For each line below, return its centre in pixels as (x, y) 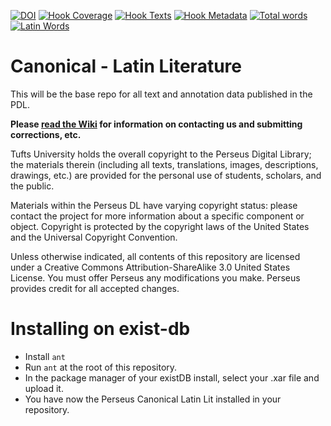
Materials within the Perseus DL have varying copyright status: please (154, 205)
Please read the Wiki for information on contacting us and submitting (156, 124)
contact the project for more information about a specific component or (157, 216)
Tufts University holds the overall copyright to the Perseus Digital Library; (161, 154)
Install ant (45, 356)
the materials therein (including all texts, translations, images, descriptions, (164, 164)
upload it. (44, 388)
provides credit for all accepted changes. (95, 288)
